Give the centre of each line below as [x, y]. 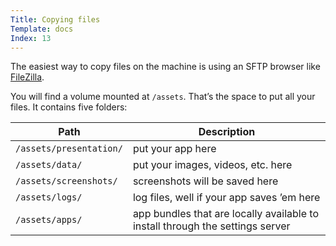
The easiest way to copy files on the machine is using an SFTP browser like [165, 67]
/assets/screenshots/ [66, 181]
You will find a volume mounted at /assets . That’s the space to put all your [163, 97]
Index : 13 [31, 38]
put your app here [174, 149]
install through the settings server [211, 226]
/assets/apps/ [49, 220]
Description [227, 132]
